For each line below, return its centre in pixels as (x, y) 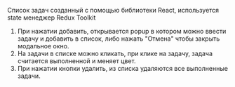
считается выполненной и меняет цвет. (76, 61)
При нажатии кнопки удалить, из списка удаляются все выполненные (122, 68)
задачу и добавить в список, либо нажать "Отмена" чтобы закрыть (119, 39)
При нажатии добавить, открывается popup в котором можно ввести (122, 31)
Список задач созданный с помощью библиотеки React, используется (113, 10)
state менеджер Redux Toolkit (52, 18)
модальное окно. (43, 46)
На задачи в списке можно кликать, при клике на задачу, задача (115, 53)
